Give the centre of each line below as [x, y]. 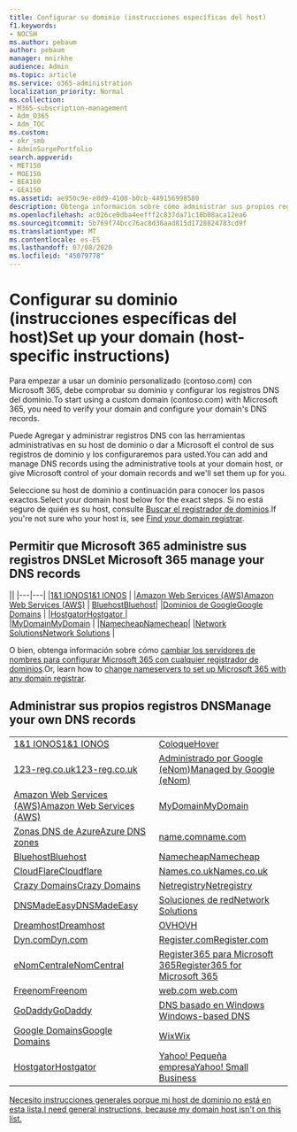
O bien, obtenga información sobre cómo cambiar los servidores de [133, 650]
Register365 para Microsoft [216, 954]
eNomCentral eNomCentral [69, 965]
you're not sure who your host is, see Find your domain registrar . [127, 518]
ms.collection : [37, 100]
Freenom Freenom [50, 990]
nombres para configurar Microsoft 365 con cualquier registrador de [134, 659]
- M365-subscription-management [69, 108]
